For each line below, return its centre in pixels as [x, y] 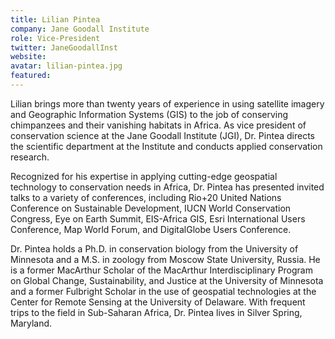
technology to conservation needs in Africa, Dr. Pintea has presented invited [167, 187]
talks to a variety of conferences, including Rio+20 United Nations [146, 197]
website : [28, 57]
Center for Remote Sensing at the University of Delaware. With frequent [158, 302]
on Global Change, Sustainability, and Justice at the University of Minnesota [167, 280]
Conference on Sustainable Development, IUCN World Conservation [151, 208]
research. [30, 157]
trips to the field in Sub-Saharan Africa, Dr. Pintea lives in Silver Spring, [156, 312]
